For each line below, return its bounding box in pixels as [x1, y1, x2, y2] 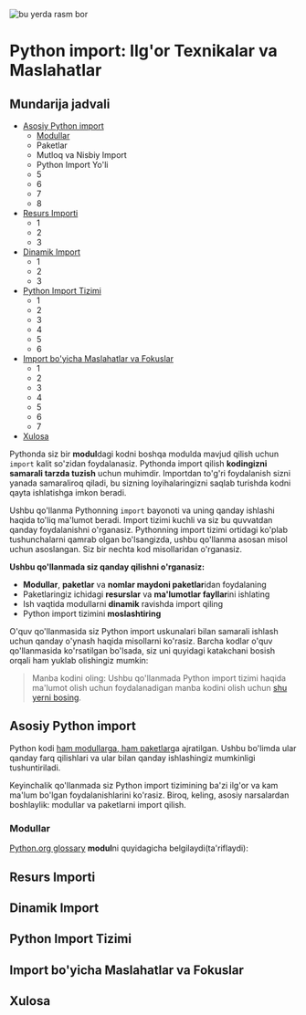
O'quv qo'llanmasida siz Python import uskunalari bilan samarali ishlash [9, 626, 279, 636]
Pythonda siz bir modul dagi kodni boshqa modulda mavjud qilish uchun [9, 448, 280, 459]
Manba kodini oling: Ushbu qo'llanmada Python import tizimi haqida [31, 673, 286, 684]
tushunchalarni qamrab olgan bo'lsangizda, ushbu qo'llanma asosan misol [9, 534, 288, 545]
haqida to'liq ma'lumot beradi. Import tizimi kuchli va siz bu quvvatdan [9, 515, 273, 525]
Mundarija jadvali [9, 96, 111, 111]
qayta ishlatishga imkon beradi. [9, 487, 127, 497]
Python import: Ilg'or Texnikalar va [9, 41, 278, 61]
